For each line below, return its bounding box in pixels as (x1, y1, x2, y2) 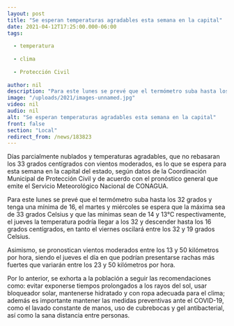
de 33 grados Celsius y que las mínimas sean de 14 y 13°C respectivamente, (7, 210, 226, 219)
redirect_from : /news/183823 (7, 133, 92, 140)
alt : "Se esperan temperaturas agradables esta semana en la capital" (7, 114, 217, 121)
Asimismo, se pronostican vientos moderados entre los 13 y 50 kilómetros (7, 246, 219, 254)
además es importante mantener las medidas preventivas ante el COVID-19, (7, 297, 224, 305)
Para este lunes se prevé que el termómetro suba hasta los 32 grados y (7, 196, 212, 204)
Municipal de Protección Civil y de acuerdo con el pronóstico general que (7, 175, 218, 183)
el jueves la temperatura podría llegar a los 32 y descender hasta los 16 (7, 217, 212, 226)
